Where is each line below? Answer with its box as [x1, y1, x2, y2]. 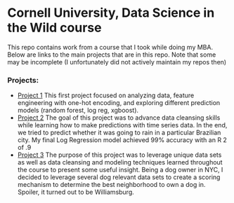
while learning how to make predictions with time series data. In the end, [17, 121, 228, 129]
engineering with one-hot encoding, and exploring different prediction [17, 99, 221, 107]
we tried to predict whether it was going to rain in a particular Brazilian [17, 128, 221, 137]
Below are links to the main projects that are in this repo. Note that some [7, 50, 216, 59]
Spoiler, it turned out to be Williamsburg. [17, 188, 135, 197]
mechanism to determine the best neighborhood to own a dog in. [17, 181, 206, 189]
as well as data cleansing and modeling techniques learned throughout [17, 158, 223, 167]
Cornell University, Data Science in [7, 5, 215, 21]
